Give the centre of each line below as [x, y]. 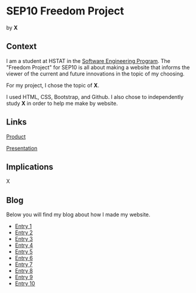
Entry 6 [24, 258]
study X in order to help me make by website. [62, 103]
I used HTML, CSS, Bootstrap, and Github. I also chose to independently [95, 96]
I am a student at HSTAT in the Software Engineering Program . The [88, 61]
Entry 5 [24, 252]
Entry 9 [24, 277]
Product [16, 137]
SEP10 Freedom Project [65, 11]
